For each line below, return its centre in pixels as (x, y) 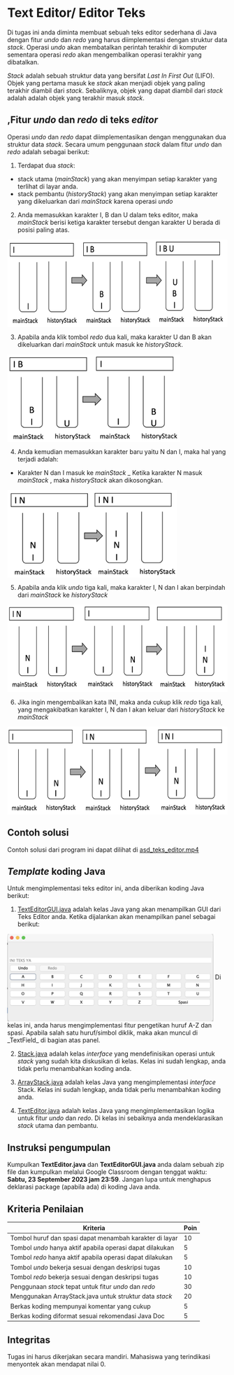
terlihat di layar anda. (47, 186)
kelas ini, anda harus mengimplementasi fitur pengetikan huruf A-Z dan (110, 1025)
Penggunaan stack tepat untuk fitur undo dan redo (83, 1286)
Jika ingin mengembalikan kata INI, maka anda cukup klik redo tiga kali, (120, 702)
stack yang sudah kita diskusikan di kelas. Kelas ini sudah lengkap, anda (122, 1061)
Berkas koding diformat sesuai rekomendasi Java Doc (88, 1315)
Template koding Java (57, 871)
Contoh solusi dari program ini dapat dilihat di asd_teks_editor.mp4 (103, 850)
